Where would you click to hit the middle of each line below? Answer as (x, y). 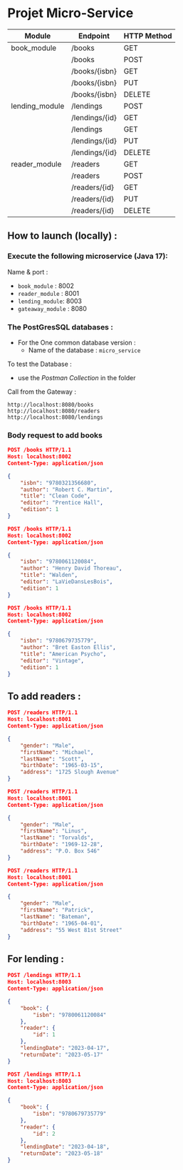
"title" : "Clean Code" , (56, 496)
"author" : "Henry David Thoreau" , (71, 569)
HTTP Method (148, 36)
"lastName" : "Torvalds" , (57, 838)
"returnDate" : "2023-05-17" (62, 1055)
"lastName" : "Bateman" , (56, 917)
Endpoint (94, 36)
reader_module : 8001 (48, 293)
